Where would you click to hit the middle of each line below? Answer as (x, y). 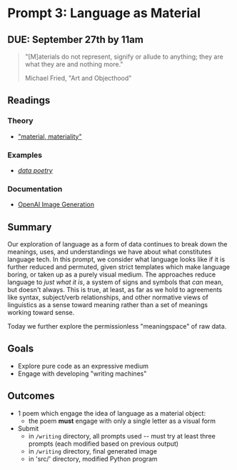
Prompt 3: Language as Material (104, 13)
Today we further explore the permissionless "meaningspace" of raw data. (117, 326)
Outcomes (31, 396)
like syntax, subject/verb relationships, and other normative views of (108, 297)
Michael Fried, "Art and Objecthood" (78, 78)
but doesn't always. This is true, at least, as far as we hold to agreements (115, 290)
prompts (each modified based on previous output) (104, 444)
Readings (29, 100)
